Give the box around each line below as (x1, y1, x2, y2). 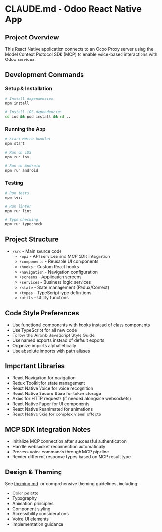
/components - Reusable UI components (19, 258, 99, 264)
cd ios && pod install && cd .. (5, 114, 71, 119)
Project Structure (5, 235, 59, 243)
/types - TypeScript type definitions (19, 290, 92, 296)
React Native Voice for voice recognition (12, 385, 94, 391)
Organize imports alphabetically (12, 342, 77, 348)
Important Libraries (5, 362, 65, 370)
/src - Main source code (12, 248, 62, 254)
